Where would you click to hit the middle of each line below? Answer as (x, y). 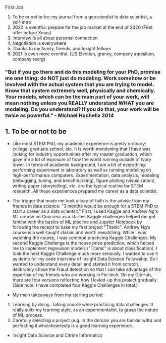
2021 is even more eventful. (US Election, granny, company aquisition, (83, 54)
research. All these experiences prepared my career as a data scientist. (85, 191)
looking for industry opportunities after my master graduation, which (82, 154)
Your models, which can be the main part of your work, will (77, 96)
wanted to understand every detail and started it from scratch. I (77, 264)
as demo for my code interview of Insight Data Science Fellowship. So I (85, 258)
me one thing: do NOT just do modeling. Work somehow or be (81, 78)
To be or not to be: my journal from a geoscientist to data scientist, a (82, 17)
